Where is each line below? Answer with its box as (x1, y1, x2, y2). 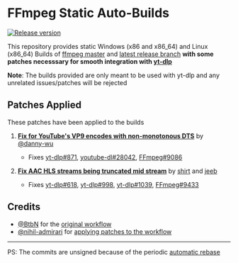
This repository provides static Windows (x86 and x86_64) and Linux (7, 42, 208, 50)
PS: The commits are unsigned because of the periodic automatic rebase (7, 247, 221, 256)
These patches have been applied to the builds (7, 118, 144, 126)
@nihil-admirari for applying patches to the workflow (17, 227, 172, 235)
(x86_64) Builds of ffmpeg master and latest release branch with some (7, 50, 214, 58)
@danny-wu (17, 139, 54, 147)
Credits (7, 201, 41, 213)
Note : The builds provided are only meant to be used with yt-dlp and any (7, 71, 220, 79)
